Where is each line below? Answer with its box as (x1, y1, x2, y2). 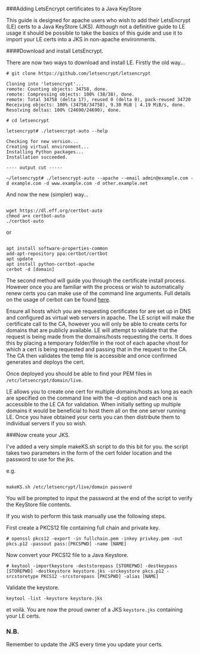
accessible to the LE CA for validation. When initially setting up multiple (6, 401, 181, 407)
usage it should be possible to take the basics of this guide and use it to (6, 29, 183, 36)
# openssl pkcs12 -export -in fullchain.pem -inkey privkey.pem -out (6, 536, 183, 542)
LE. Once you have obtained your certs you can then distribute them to (6, 413, 180, 421)
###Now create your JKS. (6, 431, 70, 439)
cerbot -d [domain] (6, 266, 55, 272)
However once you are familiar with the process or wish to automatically (6, 284, 184, 290)
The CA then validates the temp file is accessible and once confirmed (6, 352, 177, 359)
